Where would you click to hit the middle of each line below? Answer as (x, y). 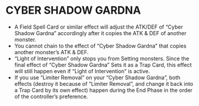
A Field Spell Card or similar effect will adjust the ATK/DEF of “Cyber (99, 27)
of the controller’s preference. (51, 96)
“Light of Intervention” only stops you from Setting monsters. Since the (102, 58)
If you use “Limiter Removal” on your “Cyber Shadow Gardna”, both (97, 77)
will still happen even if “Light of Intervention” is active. (82, 71)
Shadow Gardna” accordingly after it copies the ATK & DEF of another (100, 33)
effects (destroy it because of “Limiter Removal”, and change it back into (104, 83)
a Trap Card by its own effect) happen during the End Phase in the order (103, 90)
